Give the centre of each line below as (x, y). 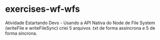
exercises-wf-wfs (42, 9)
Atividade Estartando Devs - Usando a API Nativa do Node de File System (80, 23)
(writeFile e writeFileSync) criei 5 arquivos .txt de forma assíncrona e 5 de (80, 28)
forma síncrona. (21, 33)
